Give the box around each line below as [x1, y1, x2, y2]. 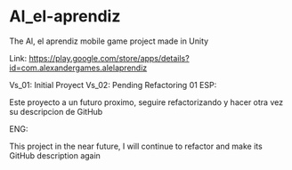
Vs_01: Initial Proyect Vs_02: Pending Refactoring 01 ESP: [9, 79, 217, 90]
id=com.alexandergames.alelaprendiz [9, 62, 148, 73]
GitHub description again [9, 150, 101, 161]
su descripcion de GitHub [9, 106, 103, 117]
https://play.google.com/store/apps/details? [28, 53, 190, 63]
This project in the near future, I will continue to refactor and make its [9, 141, 263, 151]
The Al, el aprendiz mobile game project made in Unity [9, 36, 209, 46]
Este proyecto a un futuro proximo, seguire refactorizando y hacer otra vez [9, 96, 283, 108]
